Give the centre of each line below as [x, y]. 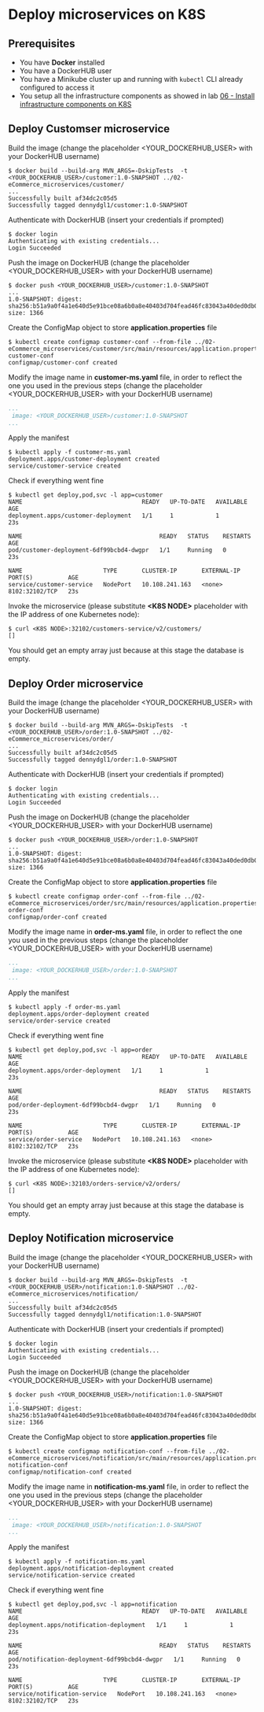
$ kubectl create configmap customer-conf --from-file [100, 342]
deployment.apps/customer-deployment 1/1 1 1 [114, 516]
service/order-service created [59, 1021]
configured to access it [57, 87]
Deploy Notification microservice [91, 1239]
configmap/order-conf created [58, 917]
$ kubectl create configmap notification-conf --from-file [107, 1451]
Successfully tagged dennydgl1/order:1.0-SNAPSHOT [93, 760]
